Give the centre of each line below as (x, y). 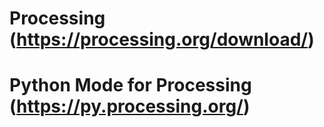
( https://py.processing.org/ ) (130, 106)
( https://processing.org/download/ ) (162, 39)
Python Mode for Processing (130, 85)
